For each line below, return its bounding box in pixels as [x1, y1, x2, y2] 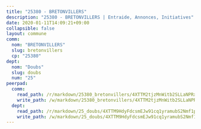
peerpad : [6, 81, 28, 87]
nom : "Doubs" [11, 64, 44, 70]
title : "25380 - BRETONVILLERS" [6, 8, 87, 15]
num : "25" [11, 75, 36, 81]
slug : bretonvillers [11, 48, 63, 54]
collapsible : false [6, 25, 55, 32]
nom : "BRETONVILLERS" [11, 42, 66, 48]
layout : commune [6, 31, 47, 37]
